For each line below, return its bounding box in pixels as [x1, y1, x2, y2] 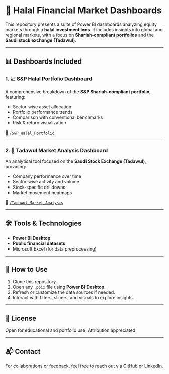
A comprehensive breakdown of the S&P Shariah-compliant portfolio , [5, 88, 151, 95]
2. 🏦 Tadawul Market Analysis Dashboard [5, 147, 108, 154]
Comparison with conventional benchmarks [12, 114, 103, 120]
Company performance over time [12, 173, 81, 179]
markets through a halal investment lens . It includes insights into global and [5, 26, 163, 32]
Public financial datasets [12, 240, 66, 246]
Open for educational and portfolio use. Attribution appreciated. [5, 327, 137, 333]
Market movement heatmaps [12, 189, 72, 196]
